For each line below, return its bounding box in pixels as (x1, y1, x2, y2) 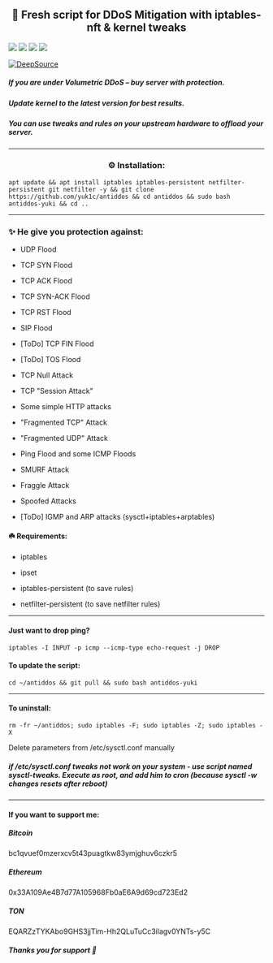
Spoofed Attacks (19, 496, 77, 506)
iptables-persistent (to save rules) (19, 584, 134, 594)
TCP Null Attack (19, 370, 74, 380)
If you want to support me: (8, 810, 100, 819)
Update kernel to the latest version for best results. (8, 98, 185, 108)
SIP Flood (19, 323, 53, 333)
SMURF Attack (19, 464, 70, 475)
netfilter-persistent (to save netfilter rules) (19, 599, 161, 609)
